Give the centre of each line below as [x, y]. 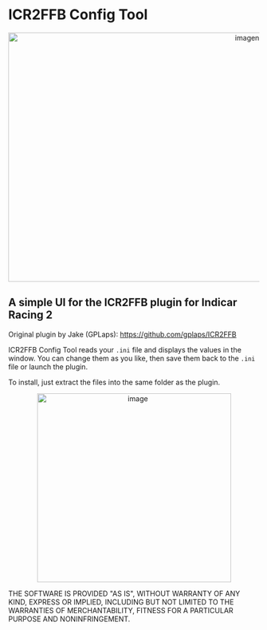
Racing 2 [31, 315]
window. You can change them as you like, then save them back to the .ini [132, 358]
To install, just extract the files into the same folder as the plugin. [114, 382]
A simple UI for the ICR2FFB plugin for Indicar [123, 303]
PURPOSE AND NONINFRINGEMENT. [69, 619]
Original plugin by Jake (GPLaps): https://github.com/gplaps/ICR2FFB [122, 334]
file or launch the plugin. [48, 366]
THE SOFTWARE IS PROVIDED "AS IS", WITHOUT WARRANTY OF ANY [124, 593]
